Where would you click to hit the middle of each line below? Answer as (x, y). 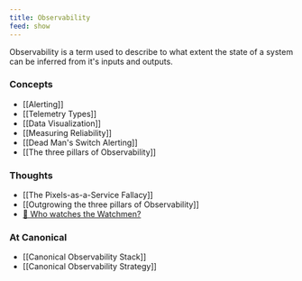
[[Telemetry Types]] (59, 113)
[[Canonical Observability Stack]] (84, 257)
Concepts (32, 85)
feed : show (30, 26)
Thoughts (31, 175)
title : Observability (50, 18)
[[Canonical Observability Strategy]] (90, 267)
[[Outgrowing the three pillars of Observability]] (111, 204)
